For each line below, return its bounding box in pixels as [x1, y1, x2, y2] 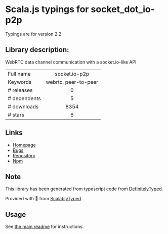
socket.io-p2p [55, 70, 90, 77]
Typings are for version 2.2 [5, 31, 62, 37]
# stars [8, 111, 24, 118]
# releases [8, 87, 33, 94]
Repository [12, 152, 35, 158]
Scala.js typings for [5, 4, 89, 15]
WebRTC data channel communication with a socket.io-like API [5, 59, 137, 65]
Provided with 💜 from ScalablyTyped [5, 196, 81, 202]
